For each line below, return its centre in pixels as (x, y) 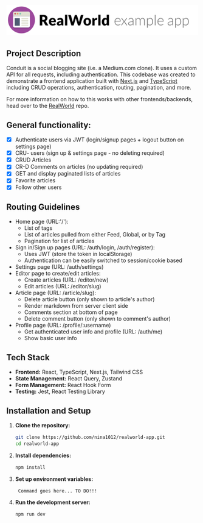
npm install (30, 467)
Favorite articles (35, 180)
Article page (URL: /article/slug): (55, 293)
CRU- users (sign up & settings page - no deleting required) (90, 153)
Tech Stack (28, 358)
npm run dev (30, 514)
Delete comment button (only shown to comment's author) (98, 319)
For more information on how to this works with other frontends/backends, (100, 99)
